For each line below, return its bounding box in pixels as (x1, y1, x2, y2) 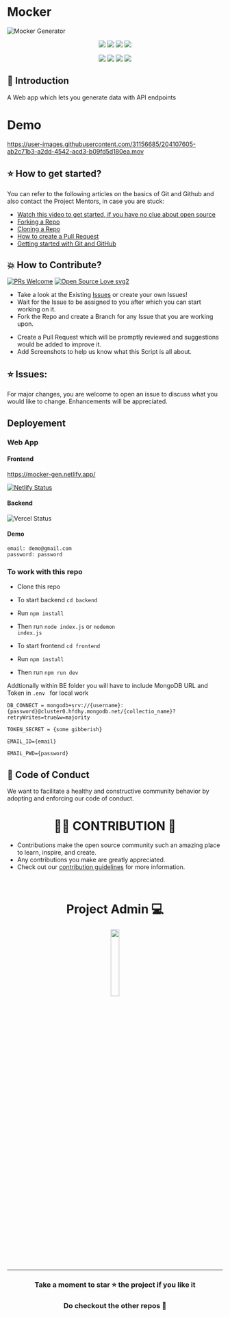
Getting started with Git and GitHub (16, 239, 116, 248)
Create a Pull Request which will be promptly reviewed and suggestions (16, 333, 219, 342)
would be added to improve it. (16, 340, 101, 348)
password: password (7, 551, 63, 558)
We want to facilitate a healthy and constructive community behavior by (7, 787, 210, 796)
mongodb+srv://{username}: (47, 702, 125, 709)
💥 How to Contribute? (7, 259, 102, 271)
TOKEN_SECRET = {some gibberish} (7, 726, 103, 733)
